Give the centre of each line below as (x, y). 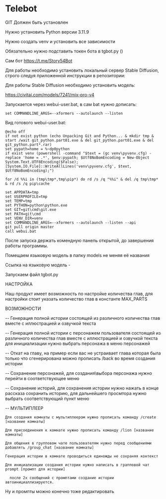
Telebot (21, 9)
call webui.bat (21, 231)
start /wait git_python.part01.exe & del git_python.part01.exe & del (80, 140)
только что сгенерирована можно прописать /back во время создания (80, 358)
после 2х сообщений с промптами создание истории (62, 478)
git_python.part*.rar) (28, 145)
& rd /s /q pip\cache (28, 184)
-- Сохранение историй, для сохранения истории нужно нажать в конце (82, 388)
